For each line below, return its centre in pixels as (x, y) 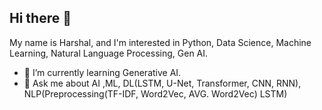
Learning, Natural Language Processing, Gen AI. (109, 53)
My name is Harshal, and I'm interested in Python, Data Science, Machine (160, 42)
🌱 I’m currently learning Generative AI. (102, 72)
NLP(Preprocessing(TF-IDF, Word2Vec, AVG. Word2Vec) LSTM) (155, 93)
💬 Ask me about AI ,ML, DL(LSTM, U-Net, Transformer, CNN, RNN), (162, 83)
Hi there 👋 (40, 18)
